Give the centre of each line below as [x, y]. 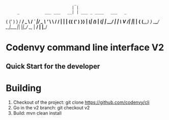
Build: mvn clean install [37, 113]
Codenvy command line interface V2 [85, 48]
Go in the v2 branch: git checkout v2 [51, 107]
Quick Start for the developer [53, 66]
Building [24, 88]
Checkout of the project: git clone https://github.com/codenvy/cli [81, 102]
